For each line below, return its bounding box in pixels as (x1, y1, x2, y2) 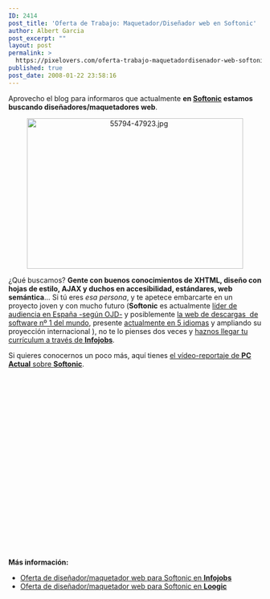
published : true (8, 64, 63, 72)
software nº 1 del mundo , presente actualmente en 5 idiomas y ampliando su (8, 318, 262, 328)
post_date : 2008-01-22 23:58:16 (8, 71, 117, 79)
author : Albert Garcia (8, 26, 84, 35)
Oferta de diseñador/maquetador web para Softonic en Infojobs (19, 573, 232, 582)
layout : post (8, 42, 52, 50)
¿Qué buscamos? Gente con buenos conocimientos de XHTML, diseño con (8, 275, 262, 285)
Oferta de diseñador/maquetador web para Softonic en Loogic (19, 581, 227, 591)
